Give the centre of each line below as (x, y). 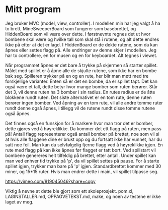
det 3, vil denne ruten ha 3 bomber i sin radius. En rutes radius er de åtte (80, 92)
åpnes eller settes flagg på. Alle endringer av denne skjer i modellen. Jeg (81, 50)
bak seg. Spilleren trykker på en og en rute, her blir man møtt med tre (77, 76)
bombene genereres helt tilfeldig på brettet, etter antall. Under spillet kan (81, 155)
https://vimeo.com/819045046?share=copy (50, 181)
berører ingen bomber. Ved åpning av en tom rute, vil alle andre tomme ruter (84, 102)
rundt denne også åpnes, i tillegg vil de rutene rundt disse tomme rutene (80, 108)
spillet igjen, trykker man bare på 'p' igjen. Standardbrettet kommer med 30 (83, 166)
